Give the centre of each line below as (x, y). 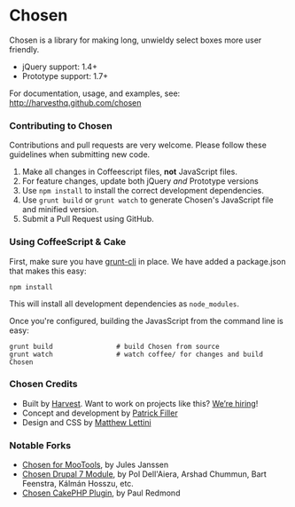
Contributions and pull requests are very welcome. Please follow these (138, 145)
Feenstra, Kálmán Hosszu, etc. (78, 484)
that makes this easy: (48, 271)
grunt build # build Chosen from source (114, 346)
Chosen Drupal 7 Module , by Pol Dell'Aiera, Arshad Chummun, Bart (144, 474)
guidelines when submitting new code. (80, 154)
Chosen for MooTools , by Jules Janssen (95, 465)
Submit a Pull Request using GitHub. (88, 219)
